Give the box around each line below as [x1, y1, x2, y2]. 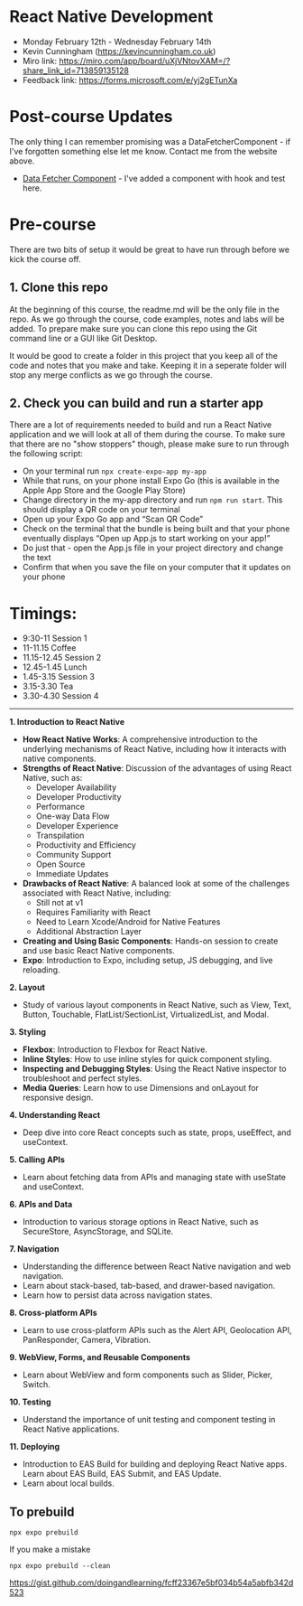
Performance [35, 802, 86, 812]
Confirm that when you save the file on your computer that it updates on [22, 562, 291, 573]
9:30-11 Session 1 [22, 633, 87, 643]
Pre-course [9, 214, 96, 235]
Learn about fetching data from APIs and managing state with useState [22, 1172, 287, 1183]
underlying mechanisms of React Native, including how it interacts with [22, 744, 287, 755]
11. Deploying [9, 1442, 60, 1452]
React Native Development [9, 6, 214, 27]
